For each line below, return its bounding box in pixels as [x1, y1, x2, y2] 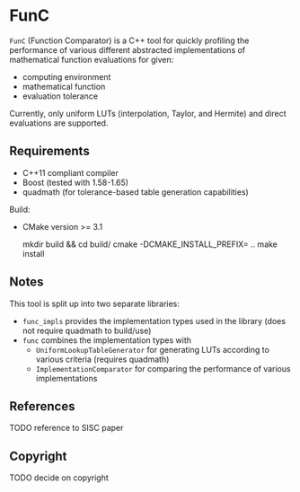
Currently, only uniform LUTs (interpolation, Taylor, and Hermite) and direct [9, 108, 287, 119]
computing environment [22, 71, 111, 82]
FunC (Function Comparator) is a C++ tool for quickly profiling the [9, 35, 250, 46]
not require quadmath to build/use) [22, 325, 152, 336]
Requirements [9, 144, 90, 159]
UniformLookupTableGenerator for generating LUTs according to [35, 344, 269, 355]
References [9, 399, 75, 414]
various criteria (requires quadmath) [35, 354, 170, 365]
